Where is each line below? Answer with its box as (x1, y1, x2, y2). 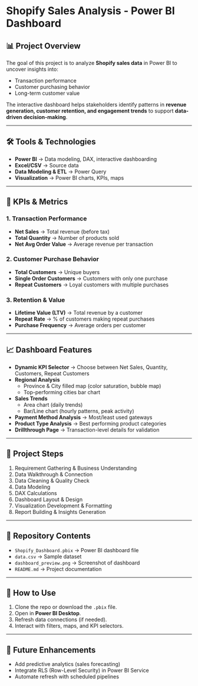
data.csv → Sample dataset (14, 553, 82, 560)
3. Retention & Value (6, 296, 65, 304)
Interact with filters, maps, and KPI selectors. (14, 622, 124, 629)
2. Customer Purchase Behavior (6, 255, 99, 263)
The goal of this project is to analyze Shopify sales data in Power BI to (6, 60, 178, 66)
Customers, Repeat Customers (14, 370, 90, 377)
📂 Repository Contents (6, 531, 91, 541)
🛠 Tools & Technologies (6, 137, 96, 147)
